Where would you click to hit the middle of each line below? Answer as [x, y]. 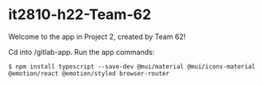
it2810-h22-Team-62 [80, 15]
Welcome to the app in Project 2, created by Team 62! [97, 37]
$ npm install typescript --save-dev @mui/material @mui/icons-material [132, 66]
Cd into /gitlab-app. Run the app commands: [82, 52]
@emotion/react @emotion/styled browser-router [89, 73]
